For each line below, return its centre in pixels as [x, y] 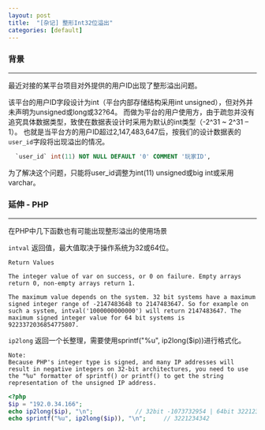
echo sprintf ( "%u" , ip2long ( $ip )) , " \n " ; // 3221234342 [109, 419]
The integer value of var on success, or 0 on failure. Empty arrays [125, 276]
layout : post [30, 15]
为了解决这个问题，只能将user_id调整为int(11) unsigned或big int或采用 [121, 172]
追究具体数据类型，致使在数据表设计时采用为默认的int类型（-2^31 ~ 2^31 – [129, 122]
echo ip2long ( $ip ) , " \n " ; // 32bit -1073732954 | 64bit [121, 411]
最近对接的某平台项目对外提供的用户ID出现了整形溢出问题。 [105, 85]
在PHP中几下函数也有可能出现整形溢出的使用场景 [88, 230]
